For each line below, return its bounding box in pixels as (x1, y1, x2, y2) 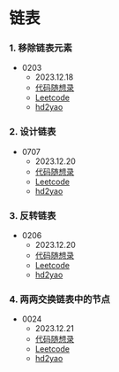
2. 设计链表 (9, 126, 56, 138)
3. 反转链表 (9, 209, 56, 221)
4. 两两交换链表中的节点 (9, 293, 110, 306)
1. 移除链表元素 (9, 42, 73, 54)
